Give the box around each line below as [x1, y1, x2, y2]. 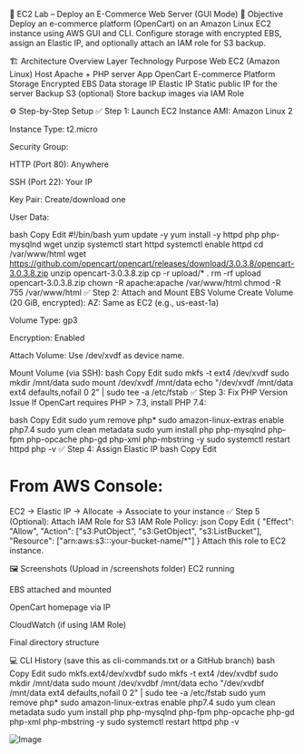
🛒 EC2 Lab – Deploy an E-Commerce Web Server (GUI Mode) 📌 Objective [9, 9, 284, 19]
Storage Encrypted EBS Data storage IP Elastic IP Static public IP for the [9, 78, 279, 89]
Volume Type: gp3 [9, 315, 78, 326]
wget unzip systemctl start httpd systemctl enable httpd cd [44, 239, 264, 250]
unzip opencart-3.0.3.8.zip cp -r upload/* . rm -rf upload [50, 268, 261, 279]
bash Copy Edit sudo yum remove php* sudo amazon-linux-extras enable [9, 415, 284, 426]
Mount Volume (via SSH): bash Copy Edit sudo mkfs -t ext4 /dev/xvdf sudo [9, 367, 289, 378]
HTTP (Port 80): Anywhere [9, 159, 109, 170]
